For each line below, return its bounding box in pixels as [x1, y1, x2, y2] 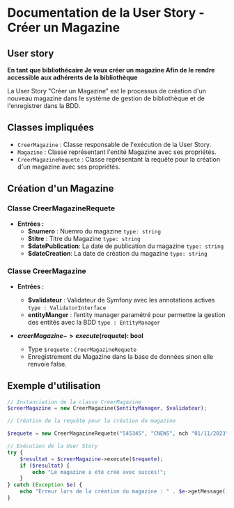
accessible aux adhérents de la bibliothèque [7, 73, 138, 82]
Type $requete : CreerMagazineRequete [27, 345, 137, 353]
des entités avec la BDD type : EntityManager [27, 318, 161, 326]
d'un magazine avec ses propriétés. [17, 162, 120, 171]
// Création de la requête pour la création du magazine [7, 417, 176, 424]
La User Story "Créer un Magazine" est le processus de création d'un [7, 87, 207, 95]
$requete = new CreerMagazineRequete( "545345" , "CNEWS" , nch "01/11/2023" [7, 430, 229, 437]
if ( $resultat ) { [19, 462, 70, 469]
